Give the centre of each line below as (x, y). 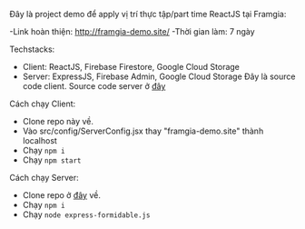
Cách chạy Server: (44, 178)
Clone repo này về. (58, 121)
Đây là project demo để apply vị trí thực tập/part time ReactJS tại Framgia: (148, 14)
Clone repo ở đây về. (62, 195)
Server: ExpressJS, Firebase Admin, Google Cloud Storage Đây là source (159, 76)
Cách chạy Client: (43, 104)
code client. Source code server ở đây (94, 86)
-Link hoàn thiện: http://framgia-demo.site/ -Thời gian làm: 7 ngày (133, 31)
